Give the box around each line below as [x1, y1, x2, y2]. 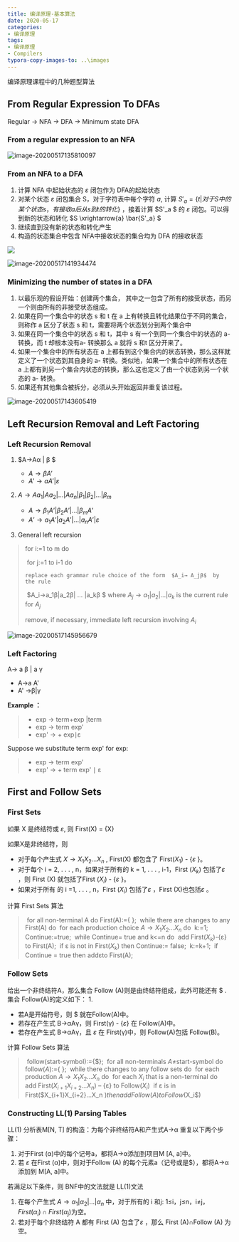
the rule [24, 578, 51, 586]
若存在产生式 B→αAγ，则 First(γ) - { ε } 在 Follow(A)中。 [17, 1019, 179, 1027]
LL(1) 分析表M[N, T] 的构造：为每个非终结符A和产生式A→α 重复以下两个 [7, 1125, 218, 1134]
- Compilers [7, 51, 43, 58]
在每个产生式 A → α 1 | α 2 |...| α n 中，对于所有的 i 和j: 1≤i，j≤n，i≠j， [17, 1197, 209, 1208]
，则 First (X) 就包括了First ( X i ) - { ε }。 [17, 875, 130, 885]
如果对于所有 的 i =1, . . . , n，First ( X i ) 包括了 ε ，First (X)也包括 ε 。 [17, 885, 213, 895]
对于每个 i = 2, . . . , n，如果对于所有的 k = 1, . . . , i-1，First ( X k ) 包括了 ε [17, 865, 225, 875]
